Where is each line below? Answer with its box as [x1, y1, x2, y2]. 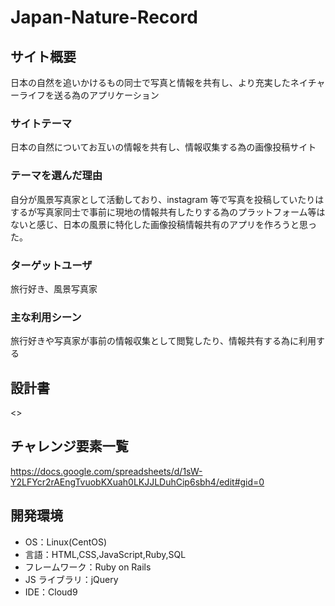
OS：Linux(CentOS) [24, 536, 108, 548]
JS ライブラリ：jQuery [24, 573, 119, 585]
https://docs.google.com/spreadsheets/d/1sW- [10, 465, 203, 477]
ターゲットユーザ [10, 258, 93, 272]
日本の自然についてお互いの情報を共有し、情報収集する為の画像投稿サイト [10, 141, 317, 153]
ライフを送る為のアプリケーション [18, 89, 160, 101]
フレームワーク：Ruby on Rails [24, 561, 152, 573]
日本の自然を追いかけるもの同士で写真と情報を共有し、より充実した [10, 77, 291, 88]
